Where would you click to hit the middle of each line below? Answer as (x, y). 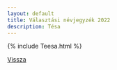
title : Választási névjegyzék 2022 (59, 20)
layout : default (31, 14)
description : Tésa (34, 26)
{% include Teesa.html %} (45, 46)
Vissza (17, 60)
